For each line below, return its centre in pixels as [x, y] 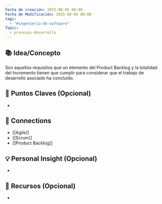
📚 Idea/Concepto [33, 53]
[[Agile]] [21, 133]
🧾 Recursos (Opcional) [40, 186]
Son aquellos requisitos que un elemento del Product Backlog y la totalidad [81, 68]
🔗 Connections [28, 121]
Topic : [12, 28]
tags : [11, 19]
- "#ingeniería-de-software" [40, 23]
